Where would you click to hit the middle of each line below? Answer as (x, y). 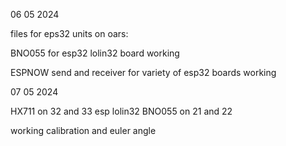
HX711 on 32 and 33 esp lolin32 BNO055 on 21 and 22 (121, 111)
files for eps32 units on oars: (69, 33)
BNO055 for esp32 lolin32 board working (95, 53)
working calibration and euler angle (83, 130)
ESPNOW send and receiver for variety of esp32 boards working (143, 72)
